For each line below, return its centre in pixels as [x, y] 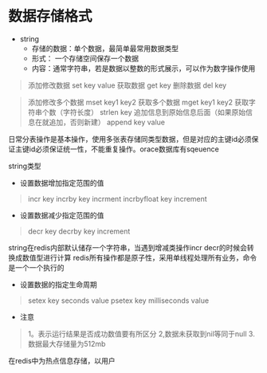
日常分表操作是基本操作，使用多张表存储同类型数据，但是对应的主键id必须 [130, 139]
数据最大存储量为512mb [67, 344]
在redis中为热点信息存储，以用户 [62, 360]
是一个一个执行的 [36, 267]
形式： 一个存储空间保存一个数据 [85, 58]
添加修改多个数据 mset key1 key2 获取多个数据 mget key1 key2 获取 [138, 102]
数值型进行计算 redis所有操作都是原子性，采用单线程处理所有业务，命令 [139, 257]
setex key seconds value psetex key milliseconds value [118, 300]
